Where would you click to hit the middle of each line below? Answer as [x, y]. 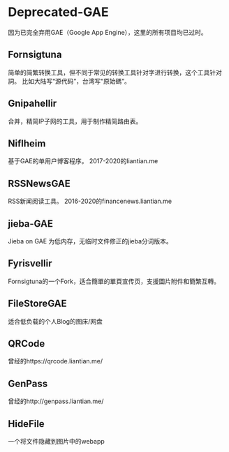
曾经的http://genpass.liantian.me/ [56, 401]
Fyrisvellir [30, 263]
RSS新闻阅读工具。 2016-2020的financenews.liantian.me [90, 201]
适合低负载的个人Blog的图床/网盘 [56, 321]
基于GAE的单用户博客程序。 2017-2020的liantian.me [83, 161]
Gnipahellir [32, 104]
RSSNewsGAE [39, 183]
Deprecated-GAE [58, 12]
